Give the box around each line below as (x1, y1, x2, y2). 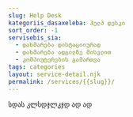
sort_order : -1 (8, 26, 59, 34)
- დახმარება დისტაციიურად (15, 41, 101, 49)
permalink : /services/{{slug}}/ (8, 77, 115, 85)
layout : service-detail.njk (8, 70, 101, 78)
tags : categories (8, 63, 66, 71)
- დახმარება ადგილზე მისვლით (15, 48, 112, 56)
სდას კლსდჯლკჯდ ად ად (8, 100, 93, 109)
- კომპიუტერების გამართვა (15, 56, 101, 64)
